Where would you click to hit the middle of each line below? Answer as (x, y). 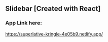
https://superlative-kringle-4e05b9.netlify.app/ (54, 34)
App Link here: (24, 23)
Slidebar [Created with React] (53, 9)
